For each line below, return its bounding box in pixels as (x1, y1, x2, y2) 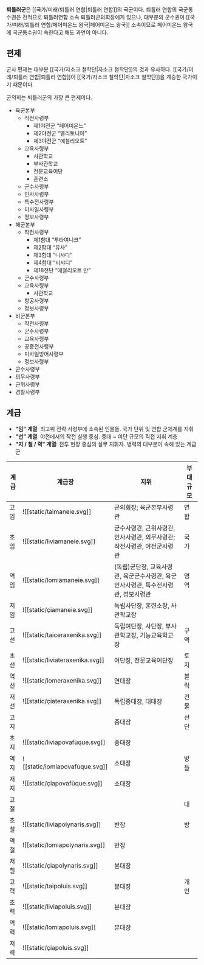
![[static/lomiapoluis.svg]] (22, 922, 96, 931)
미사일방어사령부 (24, 350, 64, 357)
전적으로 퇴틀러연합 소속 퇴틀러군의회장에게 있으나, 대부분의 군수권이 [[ (22, 13, 190, 21)
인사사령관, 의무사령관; (114, 533, 175, 541)
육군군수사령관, (123, 572, 164, 580)
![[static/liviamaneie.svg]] (22, 537, 96, 546)
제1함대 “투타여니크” (33, 236, 81, 243)
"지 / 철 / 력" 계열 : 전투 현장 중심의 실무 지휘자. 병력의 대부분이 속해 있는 (15, 440, 185, 447)
